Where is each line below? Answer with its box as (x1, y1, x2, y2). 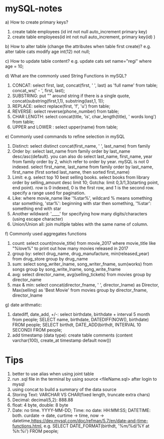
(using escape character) (12, 216, 64, 222)
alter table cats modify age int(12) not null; (5, 49, 91, 54)
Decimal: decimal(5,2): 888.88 (12, 397, 73, 403)
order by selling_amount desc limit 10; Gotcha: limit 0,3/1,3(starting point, (12, 180, 159, 185)
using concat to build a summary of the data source (12, 386, 117, 392)
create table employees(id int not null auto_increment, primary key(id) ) (12, 34, 156, 40)
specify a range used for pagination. (12, 190, 86, 196)
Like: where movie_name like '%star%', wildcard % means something (12, 195, 153, 201)
